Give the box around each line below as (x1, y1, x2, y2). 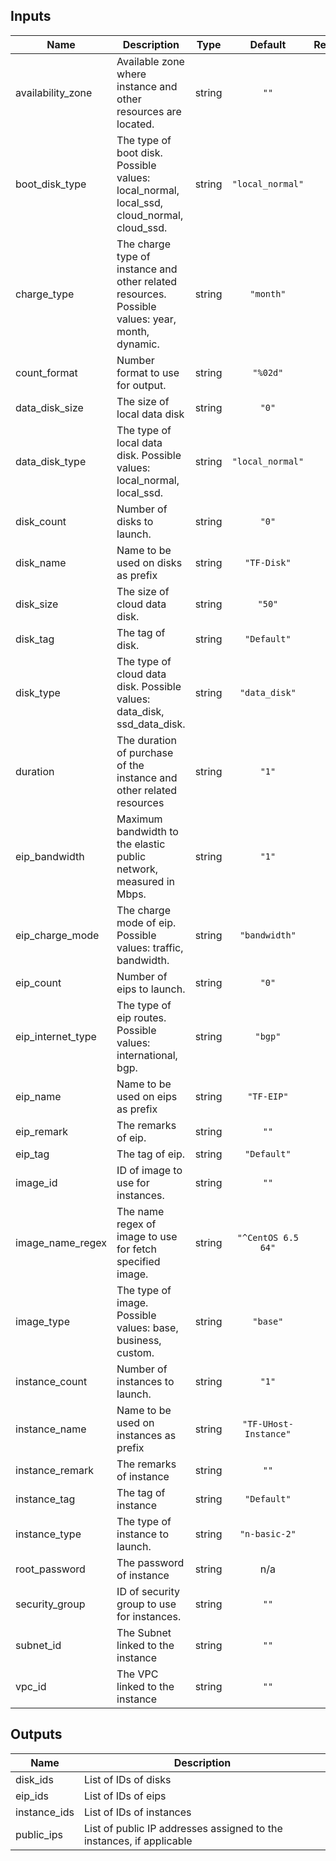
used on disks (116, 555, 183, 569)
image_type (15, 1314, 70, 1328)
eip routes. (116, 1010, 167, 1024)
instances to (116, 1374, 175, 1388)
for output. (116, 378, 167, 392)
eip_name (15, 1089, 62, 1103)
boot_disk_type (15, 177, 87, 191)
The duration (116, 733, 177, 747)
